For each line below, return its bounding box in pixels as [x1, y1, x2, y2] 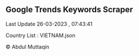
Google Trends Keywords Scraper [5, 5, 133, 15]
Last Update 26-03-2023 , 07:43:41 [5, 20, 93, 27]
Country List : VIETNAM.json [5, 32, 75, 39]
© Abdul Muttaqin [5, 43, 50, 50]
